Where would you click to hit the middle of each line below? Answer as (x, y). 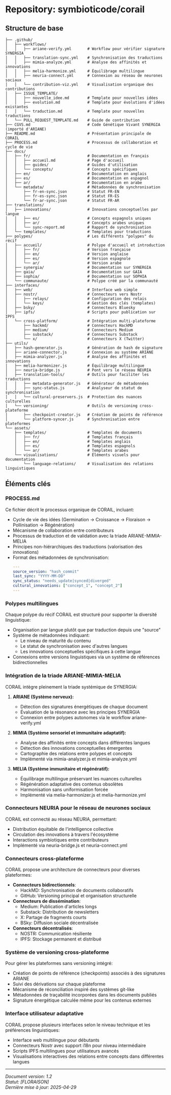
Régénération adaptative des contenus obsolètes (72, 784)
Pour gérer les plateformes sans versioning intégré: (59, 963)
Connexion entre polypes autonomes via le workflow (75, 717)
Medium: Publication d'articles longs (59, 907)
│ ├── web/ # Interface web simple (72, 290)
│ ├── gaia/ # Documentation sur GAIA (74, 272)
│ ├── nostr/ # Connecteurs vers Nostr (74, 294)
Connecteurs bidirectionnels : (44, 885)
